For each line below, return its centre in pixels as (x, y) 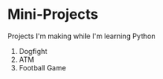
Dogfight (33, 51)
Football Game (42, 67)
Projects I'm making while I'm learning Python (81, 36)
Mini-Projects (53, 14)
